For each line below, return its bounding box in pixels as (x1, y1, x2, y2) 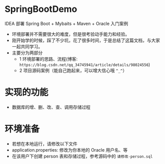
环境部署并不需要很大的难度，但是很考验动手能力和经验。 (11, 31, 130, 37)
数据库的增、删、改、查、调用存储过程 (11, 104, 90, 110)
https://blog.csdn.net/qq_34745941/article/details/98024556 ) (19, 61, 150, 68)
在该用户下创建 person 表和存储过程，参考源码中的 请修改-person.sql (11, 153, 153, 159)
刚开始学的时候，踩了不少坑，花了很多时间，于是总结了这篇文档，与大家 (11, 37, 160, 43)
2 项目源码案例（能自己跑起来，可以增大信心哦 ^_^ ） (19, 67, 127, 73)
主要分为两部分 (11, 50, 43, 56)
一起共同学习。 (11, 43, 43, 49)
